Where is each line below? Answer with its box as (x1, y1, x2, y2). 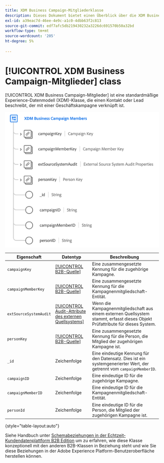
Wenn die (92, 301, 111, 306)
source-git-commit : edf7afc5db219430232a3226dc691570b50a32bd (5, 23, 134, 28)
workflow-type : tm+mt (5, 28, 49, 34)
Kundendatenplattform (5, 438, 50, 443)
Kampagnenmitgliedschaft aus (92, 305, 153, 312)
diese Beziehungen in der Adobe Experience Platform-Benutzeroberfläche (5, 448, 155, 454)
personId (7, 408, 25, 413)
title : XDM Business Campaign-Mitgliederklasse (5, 8, 104, 13)
